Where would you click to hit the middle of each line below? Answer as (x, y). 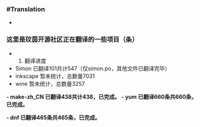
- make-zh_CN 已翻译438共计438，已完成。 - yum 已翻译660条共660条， (102, 96)
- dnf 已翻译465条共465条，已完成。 (53, 117)
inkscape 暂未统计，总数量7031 (55, 76)
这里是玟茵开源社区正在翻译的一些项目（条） (72, 40)
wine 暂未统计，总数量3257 (50, 83)
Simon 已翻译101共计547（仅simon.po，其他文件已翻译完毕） (93, 68)
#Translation (26, 9)
